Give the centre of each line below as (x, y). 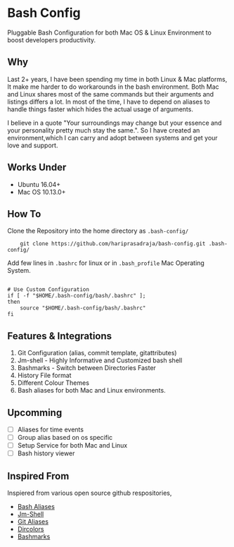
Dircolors (31, 529)
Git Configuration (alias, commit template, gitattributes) (97, 353)
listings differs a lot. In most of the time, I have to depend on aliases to (109, 102)
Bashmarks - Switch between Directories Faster (87, 368)
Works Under (37, 167)
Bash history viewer (46, 453)
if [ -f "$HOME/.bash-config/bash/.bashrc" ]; (77, 296)
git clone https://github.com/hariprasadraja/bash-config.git (113, 244)
